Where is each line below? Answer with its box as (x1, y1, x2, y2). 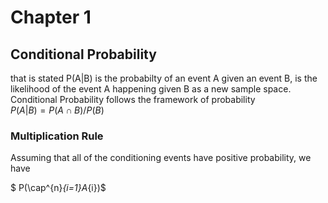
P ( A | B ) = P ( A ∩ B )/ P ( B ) (10, 104, 105, 116)
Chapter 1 (10, 6, 92, 29)
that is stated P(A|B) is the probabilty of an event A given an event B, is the (10, 72, 318, 84)
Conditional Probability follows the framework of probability (10, 94, 256, 105)
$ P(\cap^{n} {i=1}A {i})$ (10, 182, 107, 194)
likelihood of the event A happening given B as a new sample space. (10, 83, 292, 95)
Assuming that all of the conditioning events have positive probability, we (10, 152, 312, 164)
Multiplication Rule (10, 129, 104, 143)
